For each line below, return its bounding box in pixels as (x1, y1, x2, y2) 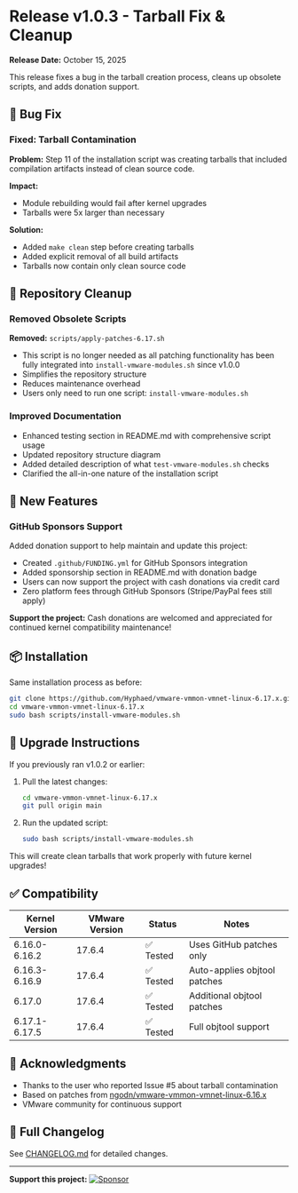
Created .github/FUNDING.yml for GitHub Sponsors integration (21, 558, 248, 569)
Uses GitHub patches (189, 938, 278, 950)
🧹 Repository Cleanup (9, 286, 132, 301)
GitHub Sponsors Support (9, 520, 122, 532)
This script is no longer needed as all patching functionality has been (21, 350, 275, 361)
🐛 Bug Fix (9, 107, 62, 122)
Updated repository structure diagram (21, 449, 161, 459)
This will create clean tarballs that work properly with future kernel (9, 851, 253, 862)
